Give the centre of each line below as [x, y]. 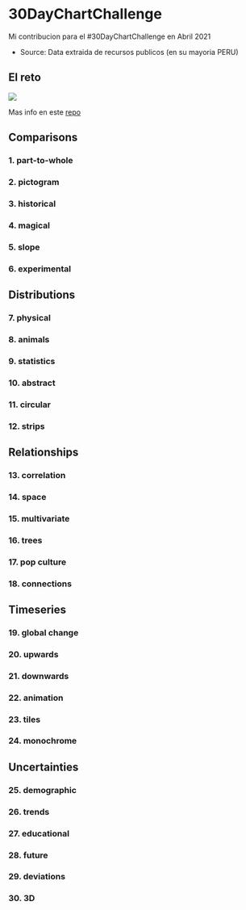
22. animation [36, 698]
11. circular [29, 405]
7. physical [29, 317]
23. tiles [25, 719]
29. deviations [37, 877]
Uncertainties [44, 767]
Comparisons [43, 138]
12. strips [27, 426]
